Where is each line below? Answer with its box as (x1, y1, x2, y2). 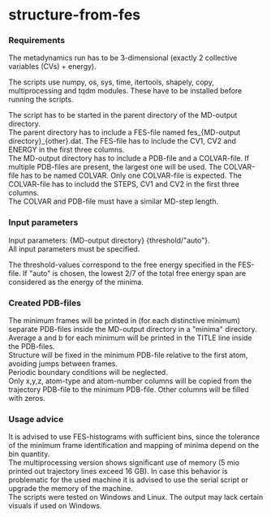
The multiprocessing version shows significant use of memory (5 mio (8, 458, 240, 467)
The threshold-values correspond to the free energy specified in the (8, 260, 237, 269)
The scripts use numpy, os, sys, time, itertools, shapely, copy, (8, 77, 215, 87)
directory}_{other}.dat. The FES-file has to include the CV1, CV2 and (8, 136, 237, 146)
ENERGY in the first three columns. (8, 144, 125, 155)
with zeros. (8, 394, 46, 403)
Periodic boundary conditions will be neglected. (8, 368, 168, 377)
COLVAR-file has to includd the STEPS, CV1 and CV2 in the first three (8, 179, 239, 189)
